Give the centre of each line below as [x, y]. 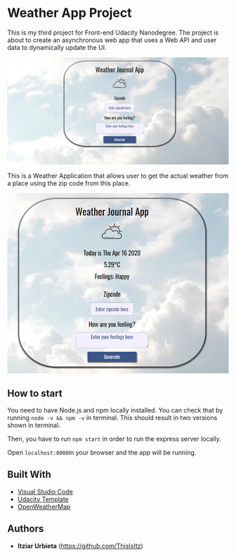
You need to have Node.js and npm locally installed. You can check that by [115, 410]
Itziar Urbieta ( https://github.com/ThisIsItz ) [80, 546]
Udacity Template [43, 499]
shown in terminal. [34, 425]
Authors [26, 529]
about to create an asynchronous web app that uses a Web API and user [112, 39]
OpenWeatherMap [44, 506]
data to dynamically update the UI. [57, 47]
